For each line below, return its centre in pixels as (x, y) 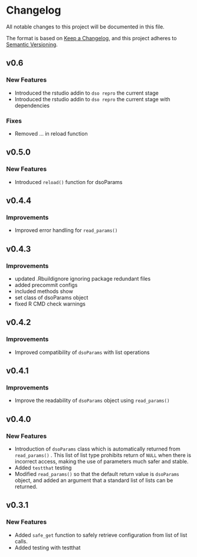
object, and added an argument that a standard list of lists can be (94, 481)
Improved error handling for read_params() (66, 230)
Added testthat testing (43, 468)
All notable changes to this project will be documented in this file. (86, 27)
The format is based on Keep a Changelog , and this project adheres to (91, 38)
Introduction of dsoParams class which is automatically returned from (98, 449)
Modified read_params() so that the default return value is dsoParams (97, 474)
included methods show (44, 291)
